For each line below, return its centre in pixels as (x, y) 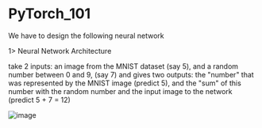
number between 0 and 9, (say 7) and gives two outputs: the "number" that (131, 74)
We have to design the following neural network (86, 36)
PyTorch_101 (50, 14)
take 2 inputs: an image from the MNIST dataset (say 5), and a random (123, 66)
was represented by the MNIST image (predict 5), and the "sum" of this (125, 83)
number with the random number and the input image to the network (120, 91)
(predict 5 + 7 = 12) (40, 100)
